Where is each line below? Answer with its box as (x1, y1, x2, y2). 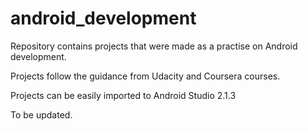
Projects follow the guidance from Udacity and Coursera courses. (10, 70, 281, 82)
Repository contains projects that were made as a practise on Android (10, 40, 298, 52)
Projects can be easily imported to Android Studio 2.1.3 (10, 89, 237, 101)
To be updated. (10, 108, 73, 121)
